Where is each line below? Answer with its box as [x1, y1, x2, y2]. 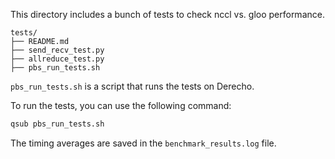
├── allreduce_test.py [10, 54, 105, 64]
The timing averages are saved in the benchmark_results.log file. [10, 137, 277, 149]
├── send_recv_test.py [10, 45, 105, 55]
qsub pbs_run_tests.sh [10, 119, 105, 129]
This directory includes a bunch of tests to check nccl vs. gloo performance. [10, 9, 325, 20]
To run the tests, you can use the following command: [10, 100, 232, 111]
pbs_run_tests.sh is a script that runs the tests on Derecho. [10, 80, 255, 92]
